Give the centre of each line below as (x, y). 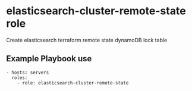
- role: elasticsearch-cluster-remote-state (73, 83)
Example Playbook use (49, 59)
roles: (20, 78)
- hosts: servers (28, 73)
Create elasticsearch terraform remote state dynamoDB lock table (87, 40)
